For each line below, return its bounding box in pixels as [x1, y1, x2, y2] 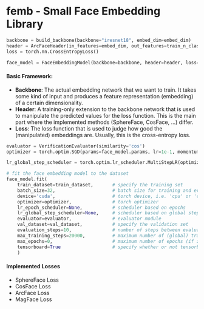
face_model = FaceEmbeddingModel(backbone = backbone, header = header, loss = [6, 59, 200, 66]
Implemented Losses [6, 262, 61, 270]
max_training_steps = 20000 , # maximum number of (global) [17, 233, 189, 239]
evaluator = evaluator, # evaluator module [17, 216, 162, 222]
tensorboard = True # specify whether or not [17, 244, 178, 250]
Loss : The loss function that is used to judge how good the [15, 124, 163, 132]
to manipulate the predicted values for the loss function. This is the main [15, 112, 196, 119]
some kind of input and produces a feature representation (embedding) [15, 92, 194, 100]
